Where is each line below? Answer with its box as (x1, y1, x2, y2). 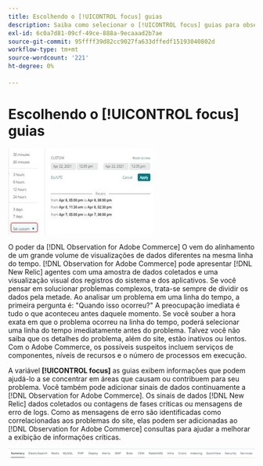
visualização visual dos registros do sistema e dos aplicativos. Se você (8, 275, 236, 285)
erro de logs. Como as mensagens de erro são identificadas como (8, 407, 222, 417)
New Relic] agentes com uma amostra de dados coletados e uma (8, 267, 218, 276)
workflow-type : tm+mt (8, 46, 79, 54)
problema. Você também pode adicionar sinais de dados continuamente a (8, 382, 247, 391)
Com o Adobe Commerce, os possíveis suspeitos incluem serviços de (8, 342, 234, 351)
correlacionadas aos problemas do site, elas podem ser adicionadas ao (8, 416, 238, 425)
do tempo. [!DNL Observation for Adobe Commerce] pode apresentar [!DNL (8, 259, 253, 268)
